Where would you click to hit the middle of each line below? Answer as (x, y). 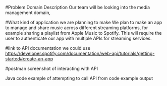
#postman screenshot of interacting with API (52, 68)
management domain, (28, 13)
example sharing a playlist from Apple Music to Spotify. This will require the (83, 33)
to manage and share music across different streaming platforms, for (77, 28)
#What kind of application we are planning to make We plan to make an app (84, 22)
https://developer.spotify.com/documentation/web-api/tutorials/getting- (80, 53)
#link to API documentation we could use (48, 48)
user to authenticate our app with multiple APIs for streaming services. (78, 38)
